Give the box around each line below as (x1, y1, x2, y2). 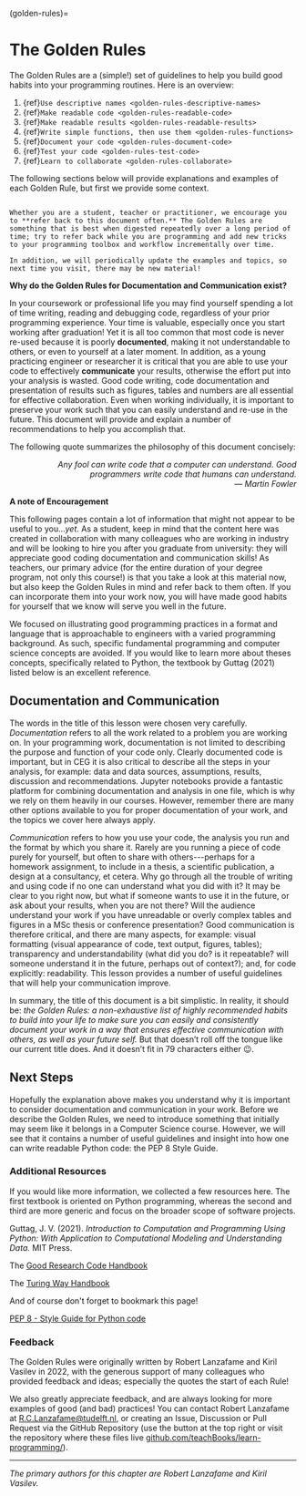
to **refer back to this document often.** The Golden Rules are (9, 216, 262, 225)
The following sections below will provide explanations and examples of (9, 172, 280, 183)
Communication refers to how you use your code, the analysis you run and (9, 831, 290, 842)
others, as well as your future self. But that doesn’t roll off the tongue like (9, 1034, 283, 1045)
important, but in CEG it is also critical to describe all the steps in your (9, 756, 271, 767)
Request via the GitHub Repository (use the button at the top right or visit (9, 1422, 283, 1434)
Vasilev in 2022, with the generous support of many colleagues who (9, 1367, 266, 1377)
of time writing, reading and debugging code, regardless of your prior (9, 307, 270, 318)
